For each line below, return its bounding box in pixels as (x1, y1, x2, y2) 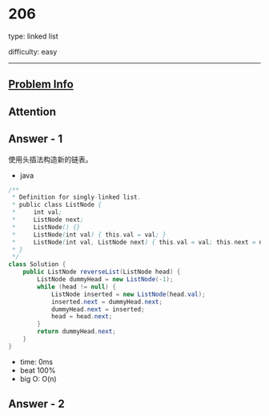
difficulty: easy (8, 46, 58, 56)
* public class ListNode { (11, 201, 102, 209)
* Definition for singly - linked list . (11, 193, 142, 201)
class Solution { (8, 261, 66, 269)
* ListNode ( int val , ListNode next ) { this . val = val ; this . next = (11, 238, 256, 246)
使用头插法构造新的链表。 (8, 154, 93, 164)
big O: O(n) (19, 374, 58, 383)
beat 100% (19, 366, 56, 375)
